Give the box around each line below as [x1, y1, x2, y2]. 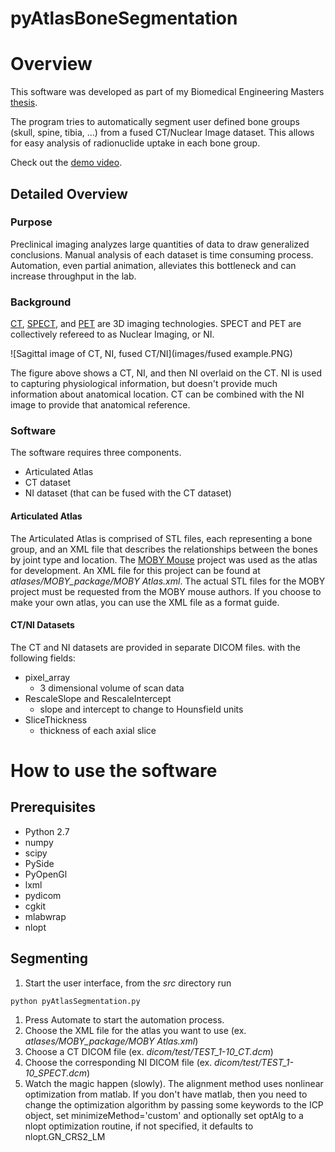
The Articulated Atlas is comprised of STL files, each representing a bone [10, 532, 313, 544]
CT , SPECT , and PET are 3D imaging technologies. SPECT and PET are [10, 318, 302, 330]
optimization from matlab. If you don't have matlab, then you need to [24, 1088, 308, 1100]
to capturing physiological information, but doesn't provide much [10, 378, 278, 390]
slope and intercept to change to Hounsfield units [39, 703, 244, 715]
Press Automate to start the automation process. [24, 1013, 225, 1026]
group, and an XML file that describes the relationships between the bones [10, 543, 318, 555]
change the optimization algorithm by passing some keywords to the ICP [24, 1098, 324, 1111]
